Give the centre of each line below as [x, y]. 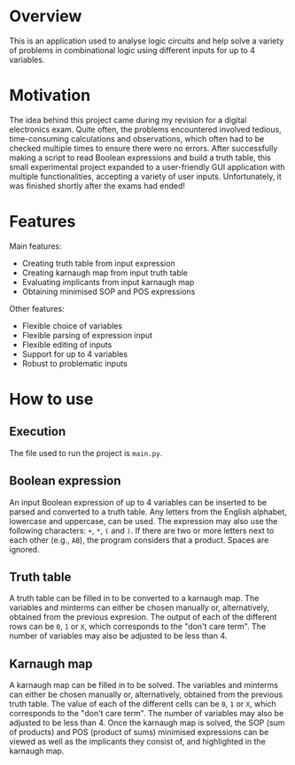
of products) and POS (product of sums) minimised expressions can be [139, 732]
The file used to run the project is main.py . [86, 452]
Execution [38, 432]
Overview [46, 16]
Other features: [37, 308]
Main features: [35, 246]
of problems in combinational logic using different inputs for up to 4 [132, 50]
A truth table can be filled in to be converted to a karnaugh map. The [134, 599]
